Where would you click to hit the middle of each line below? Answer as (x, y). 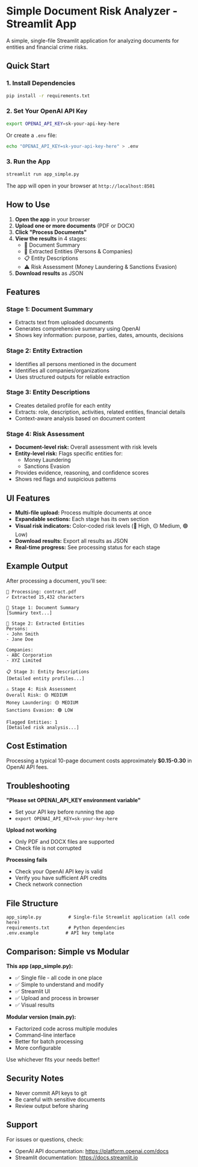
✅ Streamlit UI (32, 991)
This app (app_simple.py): (40, 966)
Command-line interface (45, 1035)
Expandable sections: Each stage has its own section (82, 519)
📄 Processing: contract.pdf (42, 592)
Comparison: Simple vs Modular (68, 951)
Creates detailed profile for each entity (63, 405)
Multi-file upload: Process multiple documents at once (83, 512)
